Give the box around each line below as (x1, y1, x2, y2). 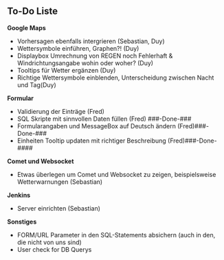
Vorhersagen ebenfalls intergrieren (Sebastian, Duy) (16, 37, 165, 45)
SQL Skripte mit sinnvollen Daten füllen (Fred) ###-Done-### (16, 115, 192, 123)
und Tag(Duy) (16, 80, 56, 88)
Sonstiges (7, 217, 37, 226)
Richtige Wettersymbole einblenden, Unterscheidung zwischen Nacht (16, 73, 214, 82)
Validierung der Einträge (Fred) (16, 107, 105, 115)
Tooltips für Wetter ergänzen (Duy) (16, 66, 116, 74)
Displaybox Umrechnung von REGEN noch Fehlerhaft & (16, 51, 173, 60)
